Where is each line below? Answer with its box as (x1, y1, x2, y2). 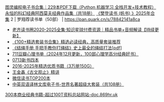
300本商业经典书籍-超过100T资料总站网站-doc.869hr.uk (5, 92, 118, 97)
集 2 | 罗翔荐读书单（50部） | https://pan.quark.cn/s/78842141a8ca (5, 17, 141, 22)
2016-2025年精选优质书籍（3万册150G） (12, 63, 94, 69)
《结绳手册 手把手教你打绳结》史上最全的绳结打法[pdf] (12, 45, 122, 51)
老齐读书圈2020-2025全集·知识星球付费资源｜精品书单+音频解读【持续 (12, 27, 155, 33)
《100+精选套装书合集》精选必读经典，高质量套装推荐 (12, 39, 121, 45)
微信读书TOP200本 (12, 75, 51, 81)
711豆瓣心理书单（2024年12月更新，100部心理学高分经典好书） (12, 51, 139, 57)
